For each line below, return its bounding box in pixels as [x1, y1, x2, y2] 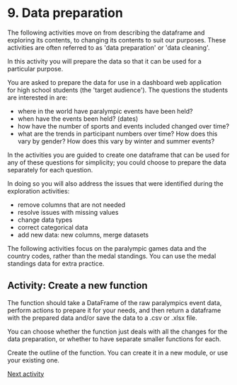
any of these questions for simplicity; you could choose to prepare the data [7, 158, 226, 167]
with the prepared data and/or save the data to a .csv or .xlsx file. [7, 313, 198, 322]
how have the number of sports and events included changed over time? [17, 122, 230, 130]
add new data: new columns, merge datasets [17, 230, 149, 239]
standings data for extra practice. [7, 259, 105, 268]
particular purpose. [7, 64, 64, 73]
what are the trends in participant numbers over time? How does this [17, 129, 218, 138]
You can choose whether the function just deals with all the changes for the [7, 327, 228, 336]
